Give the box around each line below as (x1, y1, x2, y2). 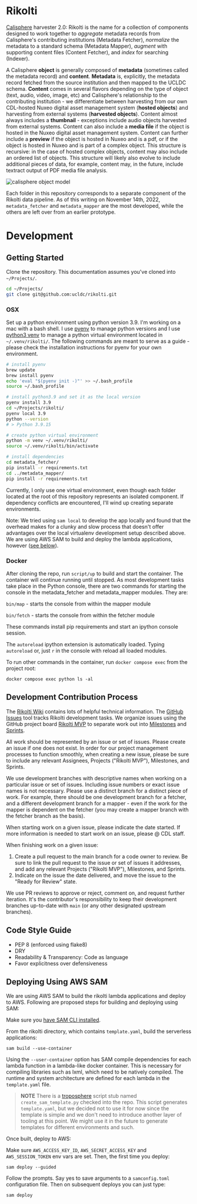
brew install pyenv (6, 372, 54, 378)
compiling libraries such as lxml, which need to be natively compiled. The (6, 1068, 183, 1075)
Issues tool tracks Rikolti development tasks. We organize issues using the (6, 714, 186, 721)
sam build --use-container (6, 1046, 72, 1052)
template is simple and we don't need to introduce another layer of (20, 1111, 182, 1118)
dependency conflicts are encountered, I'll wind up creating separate (6, 499, 173, 506)
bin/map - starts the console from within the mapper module (6, 600, 151, 607)
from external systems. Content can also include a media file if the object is (6, 123, 190, 130)
